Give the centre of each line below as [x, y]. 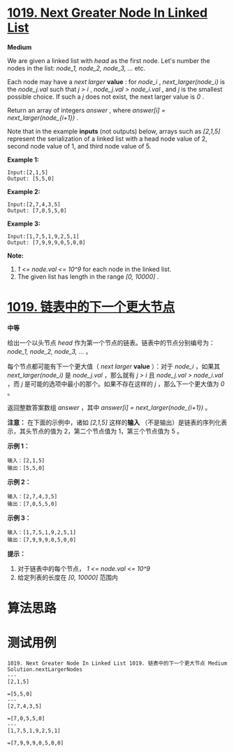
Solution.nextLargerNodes [45, 670]
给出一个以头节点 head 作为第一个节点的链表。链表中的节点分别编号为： [111, 343]
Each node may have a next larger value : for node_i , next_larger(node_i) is [116, 81]
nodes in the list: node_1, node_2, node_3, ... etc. [76, 68]
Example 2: [24, 191]
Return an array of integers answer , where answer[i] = [87, 110]
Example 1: [23, 160]
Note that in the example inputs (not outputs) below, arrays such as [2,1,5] [114, 131]
